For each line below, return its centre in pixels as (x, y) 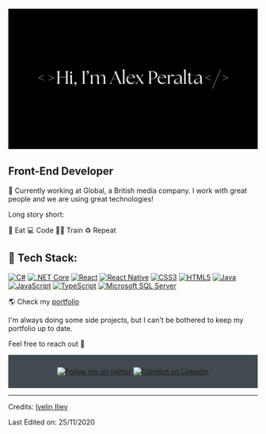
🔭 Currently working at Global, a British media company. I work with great (128, 190)
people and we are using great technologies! (81, 198)
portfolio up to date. (40, 328)
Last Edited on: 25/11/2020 (51, 422)
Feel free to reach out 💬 (47, 344)
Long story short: (36, 214)
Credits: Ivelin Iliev (38, 406)
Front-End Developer (61, 171)
